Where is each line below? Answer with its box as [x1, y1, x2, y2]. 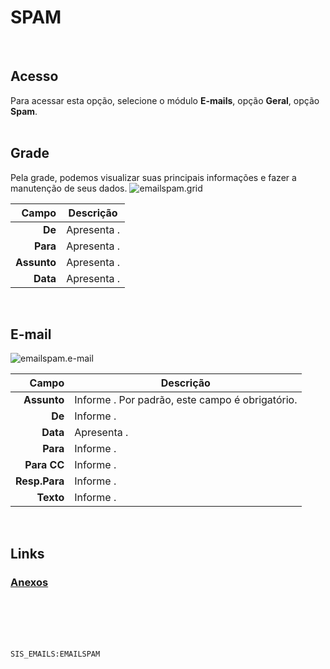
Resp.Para [15, 474, 65, 488]
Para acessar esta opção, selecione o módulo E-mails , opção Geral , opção [10, 94, 320, 106]
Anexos [10, 575, 49, 589]
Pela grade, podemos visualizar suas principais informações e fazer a [10, 171, 297, 183]
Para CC [24, 458, 65, 472]
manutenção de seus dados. [10, 182, 128, 194]
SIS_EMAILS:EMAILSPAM [10, 649, 101, 660]
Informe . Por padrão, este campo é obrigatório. [74, 393, 298, 407]
